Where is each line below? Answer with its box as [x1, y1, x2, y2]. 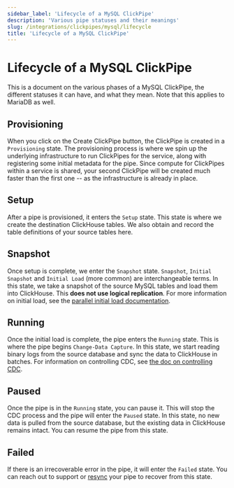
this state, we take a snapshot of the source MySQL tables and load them [7, 281, 218, 290]
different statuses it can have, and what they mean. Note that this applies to [7, 90, 225, 99]
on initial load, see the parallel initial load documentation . [7, 296, 171, 305]
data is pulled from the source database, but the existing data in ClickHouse [7, 419, 226, 427]
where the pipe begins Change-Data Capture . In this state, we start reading [7, 342, 220, 351]
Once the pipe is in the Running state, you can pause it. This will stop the [7, 404, 215, 412]
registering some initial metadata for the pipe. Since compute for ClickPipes [7, 159, 225, 167]
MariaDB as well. [7, 98, 56, 106]
